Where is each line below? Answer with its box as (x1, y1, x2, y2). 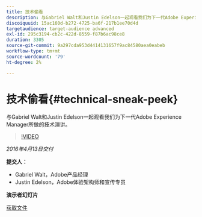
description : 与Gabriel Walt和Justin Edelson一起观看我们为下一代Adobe (6, 14, 179, 20)
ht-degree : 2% (6, 59, 42, 65)
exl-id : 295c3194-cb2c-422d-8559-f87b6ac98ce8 (6, 31, 125, 37)
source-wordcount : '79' (6, 54, 66, 60)
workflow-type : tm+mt (6, 48, 61, 54)
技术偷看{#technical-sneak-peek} (6, 92, 179, 106)
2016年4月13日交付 (6, 145, 54, 153)
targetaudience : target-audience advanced (6, 25, 114, 32)
